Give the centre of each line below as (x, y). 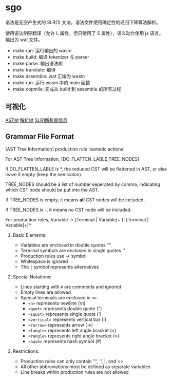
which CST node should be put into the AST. (52, 189)
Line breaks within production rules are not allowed (75, 372)
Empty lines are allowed (45, 292)
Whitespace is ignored (44, 261)
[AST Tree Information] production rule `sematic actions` (65, 149)
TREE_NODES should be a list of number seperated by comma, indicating (83, 184)
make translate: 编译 (34, 70)
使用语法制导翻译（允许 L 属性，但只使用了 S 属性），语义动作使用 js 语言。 (84, 33)
